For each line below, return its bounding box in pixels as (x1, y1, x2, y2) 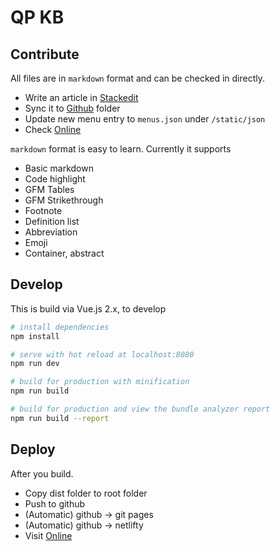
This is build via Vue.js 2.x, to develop (10, 302, 167, 315)
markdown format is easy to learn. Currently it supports (10, 143, 232, 155)
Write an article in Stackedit (24, 92, 139, 103)
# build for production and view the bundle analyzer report (10, 404, 271, 415)
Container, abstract (24, 247, 105, 259)
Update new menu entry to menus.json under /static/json (24, 113, 266, 125)
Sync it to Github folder (24, 102, 121, 114)
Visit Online (24, 529, 73, 541)
